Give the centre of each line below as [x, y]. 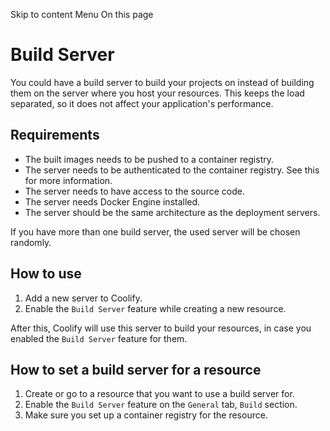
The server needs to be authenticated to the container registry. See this [172, 170]
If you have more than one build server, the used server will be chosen [155, 231]
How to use [46, 274]
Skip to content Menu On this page [82, 14]
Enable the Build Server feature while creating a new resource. [155, 308]
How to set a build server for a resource [136, 369]
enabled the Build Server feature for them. [99, 338]
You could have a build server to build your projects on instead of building [162, 82]
